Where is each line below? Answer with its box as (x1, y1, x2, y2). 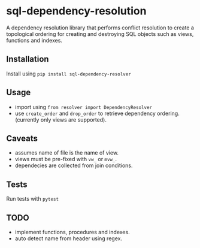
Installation (6, 54, 49, 64)
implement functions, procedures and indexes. (14, 229, 130, 235)
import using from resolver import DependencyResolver (14, 103, 153, 110)
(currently (14, 116, 40, 123)
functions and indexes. (6, 37, 63, 44)
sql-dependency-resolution (6, 4, 147, 18)
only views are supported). (40, 116, 107, 123)
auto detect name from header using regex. (14, 235, 123, 242)
